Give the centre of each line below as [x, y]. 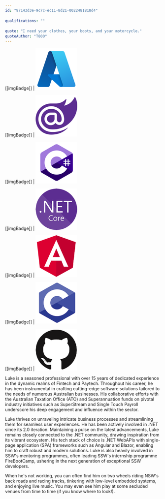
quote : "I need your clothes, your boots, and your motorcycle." [73, 31]
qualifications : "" [25, 21]
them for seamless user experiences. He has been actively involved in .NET [82, 424]
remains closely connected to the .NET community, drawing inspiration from [82, 435]
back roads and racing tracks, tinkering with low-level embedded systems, [81, 481]
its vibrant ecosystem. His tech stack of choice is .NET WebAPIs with [75, 440]
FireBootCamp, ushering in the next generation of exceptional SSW [73, 461]
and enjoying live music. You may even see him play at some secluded [77, 486]
